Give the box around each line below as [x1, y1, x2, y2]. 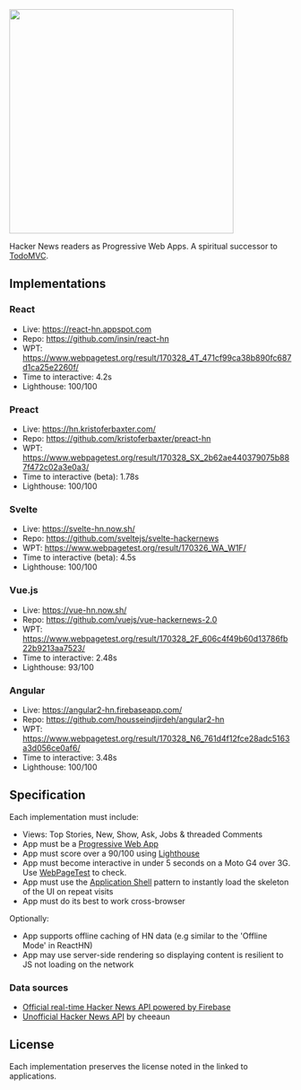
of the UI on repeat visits [21, 885, 114, 896]
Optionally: [9, 912, 49, 923]
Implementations [9, 276, 107, 292]
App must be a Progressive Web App [21, 838, 159, 849]
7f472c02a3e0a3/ [21, 461, 90, 472]
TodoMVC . [9, 250, 49, 261]
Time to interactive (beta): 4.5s [21, 552, 136, 563]
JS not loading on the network [21, 959, 134, 970]
